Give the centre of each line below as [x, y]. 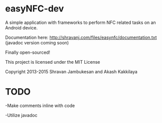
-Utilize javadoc [21, 115]
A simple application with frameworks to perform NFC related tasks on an [81, 22]
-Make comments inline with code [40, 106]
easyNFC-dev [35, 9]
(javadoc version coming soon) [37, 42]
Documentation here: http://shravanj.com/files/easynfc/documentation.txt [81, 37]
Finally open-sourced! [28, 52]
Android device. [21, 27]
